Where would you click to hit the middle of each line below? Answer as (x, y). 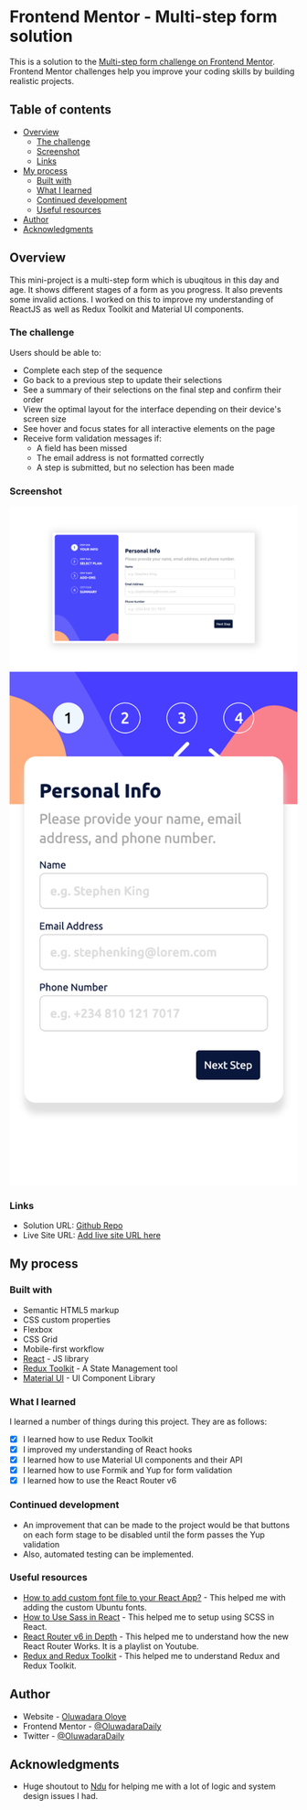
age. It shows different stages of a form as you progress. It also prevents (146, 289)
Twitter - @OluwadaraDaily (74, 1736)
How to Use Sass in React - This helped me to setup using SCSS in (148, 1617)
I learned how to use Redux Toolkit (88, 1439)
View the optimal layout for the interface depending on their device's (152, 409)
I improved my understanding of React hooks (107, 1449)
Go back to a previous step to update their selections (122, 380)
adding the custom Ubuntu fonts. (85, 1607)
